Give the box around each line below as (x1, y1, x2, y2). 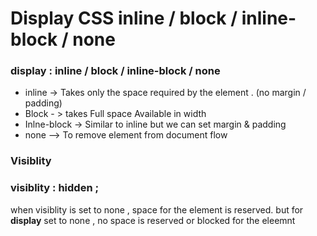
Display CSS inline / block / (10, 7, 238, 30)
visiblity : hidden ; (10, 181, 100, 195)
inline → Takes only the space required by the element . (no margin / (24, 87, 307, 99)
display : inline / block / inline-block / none (10, 64, 221, 78)
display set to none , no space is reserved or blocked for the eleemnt (10, 214, 296, 226)
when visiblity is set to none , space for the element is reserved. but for (10, 203, 304, 216)
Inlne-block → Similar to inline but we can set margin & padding (24, 118, 287, 131)
